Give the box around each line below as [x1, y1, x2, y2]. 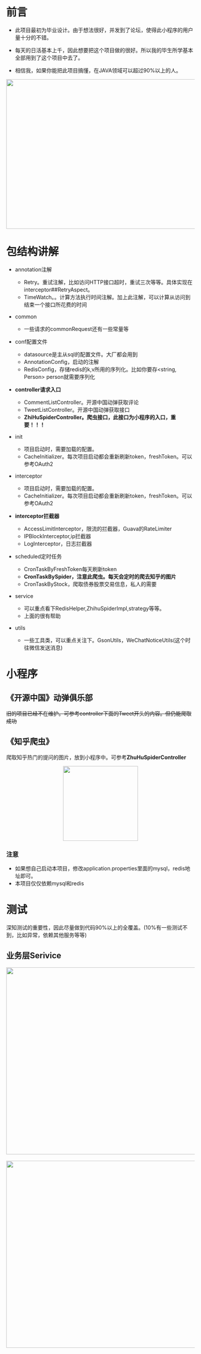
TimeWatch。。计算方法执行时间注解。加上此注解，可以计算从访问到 [23, 293, 191, 300]
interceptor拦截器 [14, 512, 60, 520]
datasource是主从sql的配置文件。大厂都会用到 [23, 351, 138, 358]
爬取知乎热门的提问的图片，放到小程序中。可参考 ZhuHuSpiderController [6, 754, 187, 761]
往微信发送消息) [23, 644, 63, 651]
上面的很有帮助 [23, 612, 61, 620]
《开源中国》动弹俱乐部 [6, 693, 93, 703]
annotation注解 [14, 266, 52, 273]
